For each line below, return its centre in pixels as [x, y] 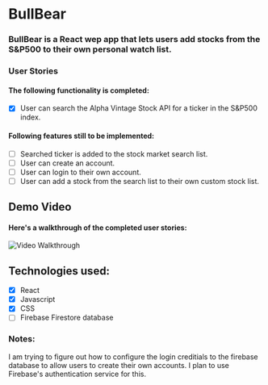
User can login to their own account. [80, 172]
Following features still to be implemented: [82, 136]
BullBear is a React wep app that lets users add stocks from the [134, 40]
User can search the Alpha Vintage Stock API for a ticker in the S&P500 [139, 108]
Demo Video [40, 207]
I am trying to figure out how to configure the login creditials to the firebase [133, 357]
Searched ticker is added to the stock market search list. [114, 153]
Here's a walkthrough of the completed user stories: [98, 228]
